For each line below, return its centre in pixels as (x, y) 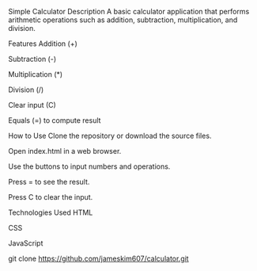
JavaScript (26, 243)
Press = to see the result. (49, 182)
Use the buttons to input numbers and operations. (89, 166)
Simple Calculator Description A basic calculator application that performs (129, 11)
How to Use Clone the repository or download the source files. (110, 135)
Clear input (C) (32, 105)
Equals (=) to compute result (55, 120)
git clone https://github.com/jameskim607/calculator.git (98, 258)
